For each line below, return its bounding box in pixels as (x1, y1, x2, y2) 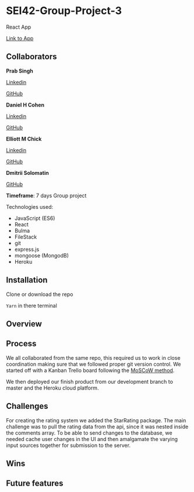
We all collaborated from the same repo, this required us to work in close (6, 354, 181, 361)
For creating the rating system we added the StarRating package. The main (6, 417, 186, 424)
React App (6, 23, 31, 30)
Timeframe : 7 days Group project (6, 192, 87, 199)
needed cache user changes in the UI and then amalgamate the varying (6, 435, 178, 442)
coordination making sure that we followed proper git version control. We (6, 360, 181, 367)
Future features (6, 479, 64, 488)
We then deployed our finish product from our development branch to (6, 378, 174, 385)
